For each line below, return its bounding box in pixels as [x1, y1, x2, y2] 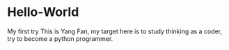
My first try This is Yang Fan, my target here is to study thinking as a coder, [7, 27, 223, 35]
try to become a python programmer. [7, 34, 113, 42]
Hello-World [7, 4, 79, 20]
